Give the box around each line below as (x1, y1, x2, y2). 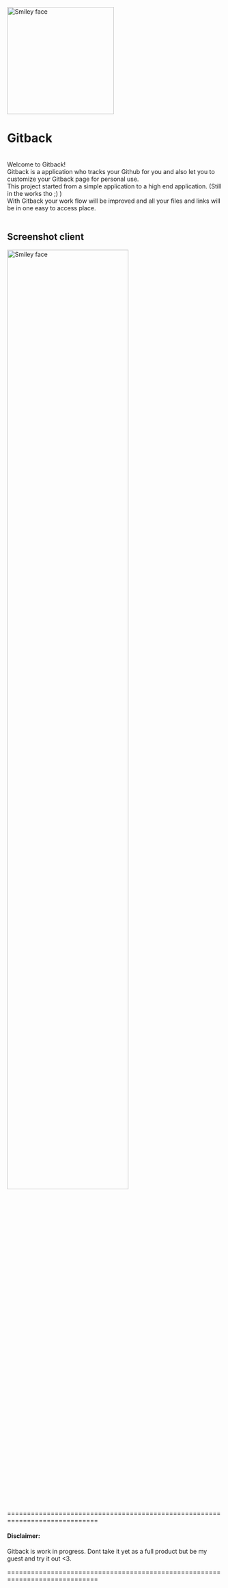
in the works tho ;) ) (7, 189, 63, 197)
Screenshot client (7, 231, 84, 243)
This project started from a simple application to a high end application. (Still (7, 182, 222, 190)
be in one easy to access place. (7, 203, 96, 212)
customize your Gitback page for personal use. (7, 175, 139, 183)
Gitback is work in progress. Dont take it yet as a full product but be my (7, 1547, 208, 1555)
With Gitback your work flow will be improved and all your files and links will (7, 197, 220, 205)
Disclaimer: (7, 1532, 41, 1540)
